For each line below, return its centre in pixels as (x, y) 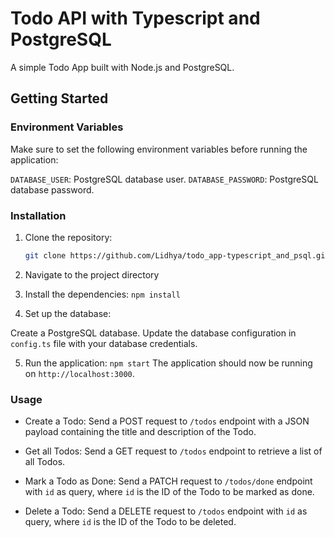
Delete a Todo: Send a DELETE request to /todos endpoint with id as (166, 511)
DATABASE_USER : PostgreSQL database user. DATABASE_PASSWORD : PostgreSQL (164, 179)
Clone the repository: (68, 237)
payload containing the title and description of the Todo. (140, 432)
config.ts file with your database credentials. (104, 343)
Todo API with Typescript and (135, 18)
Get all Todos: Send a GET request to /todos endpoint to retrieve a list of (173, 451)
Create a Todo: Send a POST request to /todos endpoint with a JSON (167, 421)
